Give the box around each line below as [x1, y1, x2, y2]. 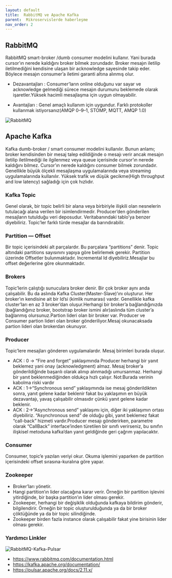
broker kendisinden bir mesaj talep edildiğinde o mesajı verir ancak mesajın [5, 151, 164, 157]
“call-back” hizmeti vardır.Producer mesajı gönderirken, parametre [12, 418, 153, 424]
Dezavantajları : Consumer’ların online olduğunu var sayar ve [12, 81, 141, 87]
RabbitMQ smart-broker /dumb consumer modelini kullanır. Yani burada [5, 55, 156, 61]
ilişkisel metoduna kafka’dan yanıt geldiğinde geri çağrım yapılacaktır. [12, 429, 159, 435]
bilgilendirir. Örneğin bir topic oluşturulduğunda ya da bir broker [12, 505, 147, 511]
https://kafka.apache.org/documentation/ [12, 561, 100, 567]
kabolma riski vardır [12, 380, 55, 386]
